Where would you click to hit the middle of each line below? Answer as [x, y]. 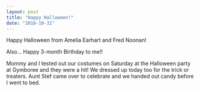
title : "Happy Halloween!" [40, 17]
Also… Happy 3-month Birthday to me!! [55, 52]
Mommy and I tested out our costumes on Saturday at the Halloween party [98, 63]
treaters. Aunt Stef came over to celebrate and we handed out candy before [100, 77]
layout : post [23, 12]
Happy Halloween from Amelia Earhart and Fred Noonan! [77, 40]
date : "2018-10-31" [31, 23]
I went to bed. [23, 83]
